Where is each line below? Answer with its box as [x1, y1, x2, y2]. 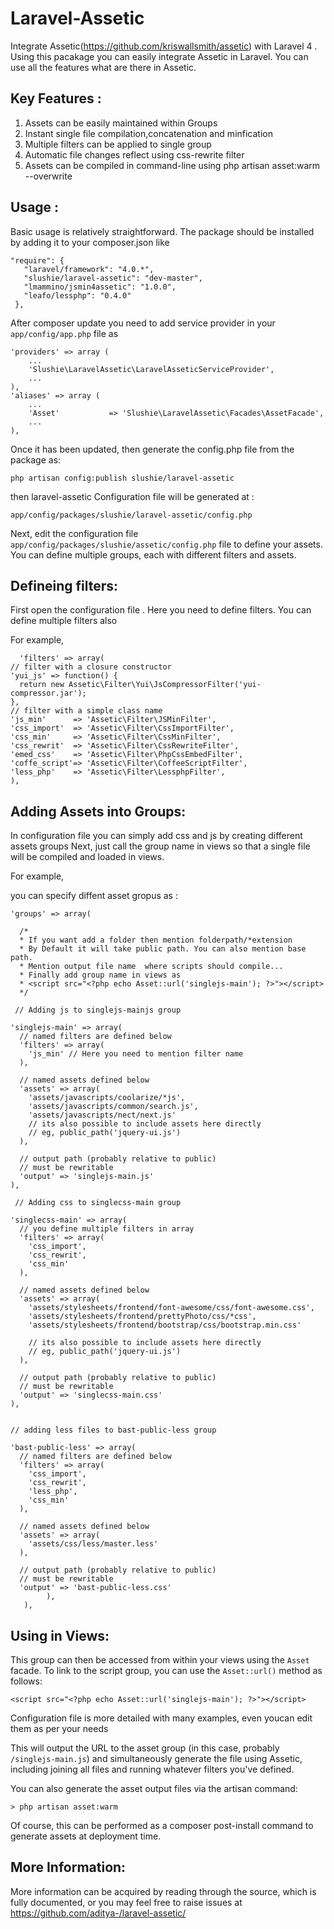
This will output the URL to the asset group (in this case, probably [10, 1742, 280, 1754]
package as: [10, 453, 62, 466]
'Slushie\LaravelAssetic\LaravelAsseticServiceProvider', [28, 364, 275, 374]
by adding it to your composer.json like [10, 236, 170, 248]
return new [19, 680, 65, 690]
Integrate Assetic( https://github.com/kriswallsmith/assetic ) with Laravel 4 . [10, 40, 318, 52]
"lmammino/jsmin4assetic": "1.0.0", [23, 282, 177, 292]
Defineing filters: [10, 577, 119, 594]
